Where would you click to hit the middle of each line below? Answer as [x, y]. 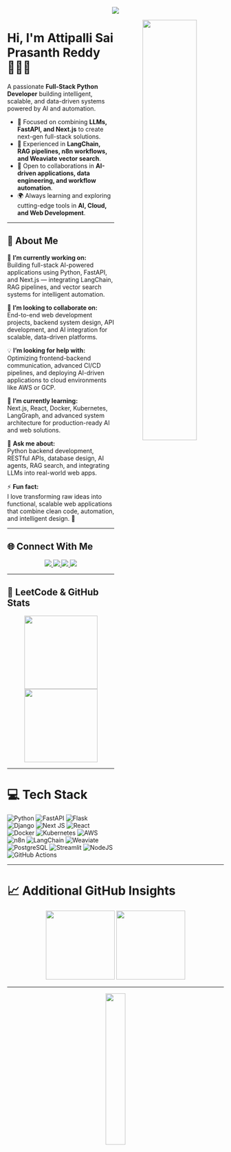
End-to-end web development [50, 315]
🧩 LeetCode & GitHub [53, 592]
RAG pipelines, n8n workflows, [62, 151]
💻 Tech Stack [47, 794]
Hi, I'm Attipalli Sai [60, 38]
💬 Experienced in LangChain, [59, 143]
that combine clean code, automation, [61, 511]
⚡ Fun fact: [23, 486]
